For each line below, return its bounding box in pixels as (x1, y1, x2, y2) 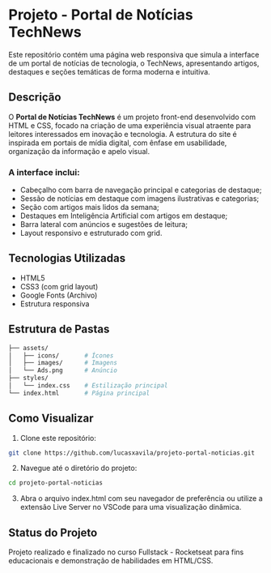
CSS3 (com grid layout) (19, 281, 99, 291)
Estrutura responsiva (19, 298, 90, 309)
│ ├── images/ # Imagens (8, 359, 117, 367)
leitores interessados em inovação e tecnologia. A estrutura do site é (8, 129, 237, 139)
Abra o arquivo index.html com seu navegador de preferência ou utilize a (19, 494, 263, 503)
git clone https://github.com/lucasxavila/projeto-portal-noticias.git (8, 448, 255, 457)
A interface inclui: (8, 166, 80, 177)
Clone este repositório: (19, 433, 97, 443)
